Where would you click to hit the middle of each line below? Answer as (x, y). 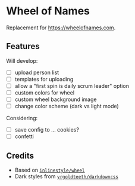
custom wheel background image (56, 99)
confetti (24, 136)
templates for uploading (44, 79)
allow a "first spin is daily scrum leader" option (72, 86)
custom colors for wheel (45, 92)
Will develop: (22, 60)
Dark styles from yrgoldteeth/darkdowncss (67, 176)
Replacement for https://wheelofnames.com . (61, 28)
